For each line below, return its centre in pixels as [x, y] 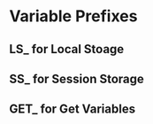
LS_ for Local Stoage [67, 49]
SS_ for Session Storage [76, 78]
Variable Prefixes [73, 16]
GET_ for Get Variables [72, 109]
